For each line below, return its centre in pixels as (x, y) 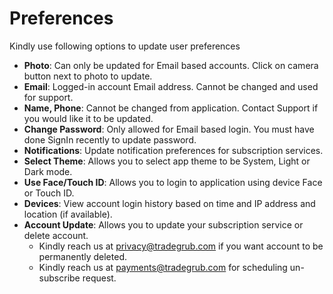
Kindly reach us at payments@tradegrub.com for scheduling (163, 267)
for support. (48, 97)
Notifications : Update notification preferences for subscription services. (173, 150)
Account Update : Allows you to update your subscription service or (163, 224)
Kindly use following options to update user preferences (125, 46)
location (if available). (68, 214)
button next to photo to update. (88, 76)
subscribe (59, 278)
